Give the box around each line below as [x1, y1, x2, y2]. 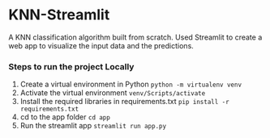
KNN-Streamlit [8, 6, 110, 24]
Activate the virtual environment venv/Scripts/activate [19, 88, 206, 98]
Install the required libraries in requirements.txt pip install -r [19, 97, 229, 107]
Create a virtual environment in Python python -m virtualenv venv [19, 79, 242, 90]
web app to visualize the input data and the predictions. [8, 40, 195, 50]
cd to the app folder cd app [19, 112, 111, 122]
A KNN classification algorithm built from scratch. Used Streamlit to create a [8, 32, 263, 42]
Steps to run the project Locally [8, 61, 135, 72]
